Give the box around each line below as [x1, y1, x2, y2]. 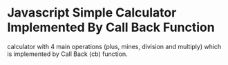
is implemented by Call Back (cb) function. [7, 50, 128, 58]
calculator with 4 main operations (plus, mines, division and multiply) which [7, 42, 222, 50]
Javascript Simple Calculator [7, 5, 177, 21]
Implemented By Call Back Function [7, 19, 216, 35]
